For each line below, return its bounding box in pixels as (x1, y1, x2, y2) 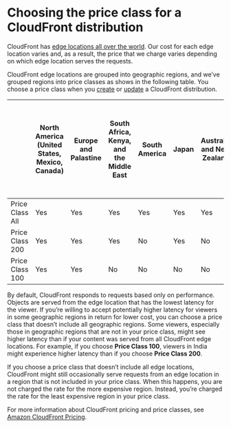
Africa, (108, 127, 131, 136)
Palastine (70, 153, 102, 163)
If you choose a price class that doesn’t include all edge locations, (7, 363, 195, 371)
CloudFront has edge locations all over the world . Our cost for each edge (7, 42, 214, 50)
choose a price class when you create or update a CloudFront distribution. (7, 85, 218, 93)
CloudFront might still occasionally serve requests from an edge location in (7, 370, 219, 378)
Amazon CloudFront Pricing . (7, 412, 87, 421)
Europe (74, 136, 98, 145)
